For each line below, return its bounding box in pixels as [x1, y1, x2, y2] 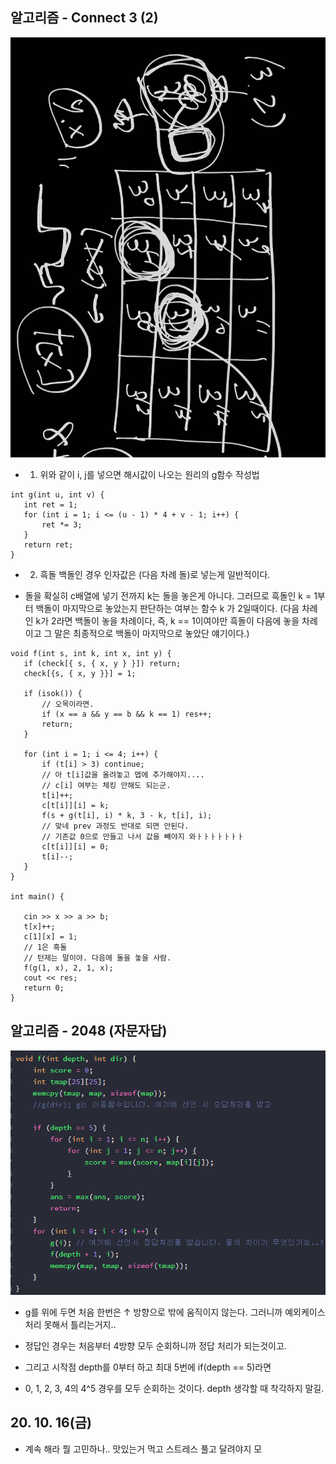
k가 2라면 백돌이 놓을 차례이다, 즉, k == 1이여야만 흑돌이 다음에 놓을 [35, 614, 300, 627]
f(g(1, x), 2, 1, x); [23, 963, 114, 973]
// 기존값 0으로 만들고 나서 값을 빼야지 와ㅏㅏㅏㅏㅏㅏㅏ [41, 831, 245, 842]
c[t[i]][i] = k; [41, 800, 110, 810]
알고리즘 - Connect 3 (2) [10, 9, 159, 27]
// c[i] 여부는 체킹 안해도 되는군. [41, 780, 172, 790]
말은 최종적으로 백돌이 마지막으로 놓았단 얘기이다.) [54, 627, 250, 639]
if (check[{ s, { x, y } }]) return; [23, 658, 182, 668]
